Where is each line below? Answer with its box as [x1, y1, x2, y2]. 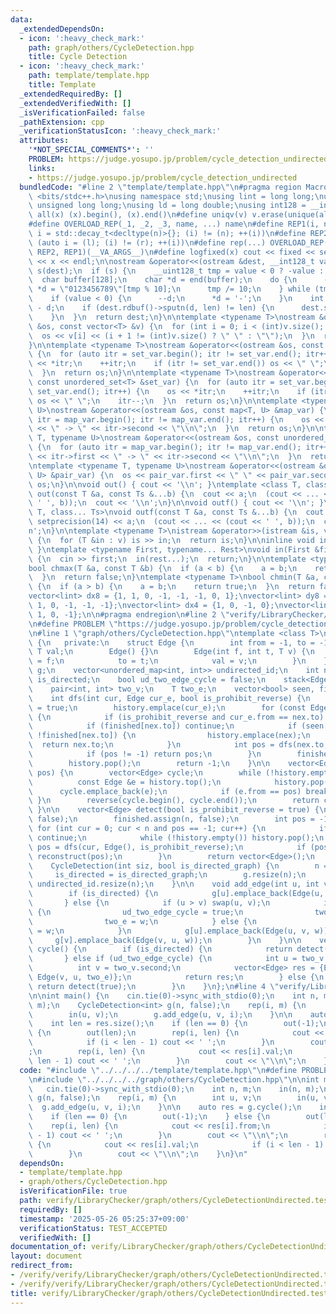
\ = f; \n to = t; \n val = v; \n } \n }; [28, 656, 333, 666]
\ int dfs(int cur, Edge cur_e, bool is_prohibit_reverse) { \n [28, 693, 311, 703]
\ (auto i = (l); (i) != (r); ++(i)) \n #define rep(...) [28, 237, 267, 248]
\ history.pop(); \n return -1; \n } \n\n [28, 758, 271, 768]
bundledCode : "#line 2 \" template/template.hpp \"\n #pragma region [19, 182, 302, 192]
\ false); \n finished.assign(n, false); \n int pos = [28, 814, 315, 825]
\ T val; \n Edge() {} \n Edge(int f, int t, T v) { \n [28, 647, 315, 657]
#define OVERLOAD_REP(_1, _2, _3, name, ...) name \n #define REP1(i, [28, 219, 320, 230]
